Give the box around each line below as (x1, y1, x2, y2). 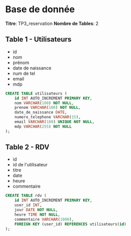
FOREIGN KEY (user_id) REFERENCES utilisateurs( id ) (14, 221, 126, 227)
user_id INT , (14, 202, 42, 208)
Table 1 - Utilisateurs (5, 35, 72, 44)
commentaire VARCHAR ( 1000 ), (14, 217, 74, 222)
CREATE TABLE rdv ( (5, 193, 47, 198)
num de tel (12, 70, 36, 76)
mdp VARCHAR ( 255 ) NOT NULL (14, 124, 72, 129)
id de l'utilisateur (12, 162, 48, 168)
